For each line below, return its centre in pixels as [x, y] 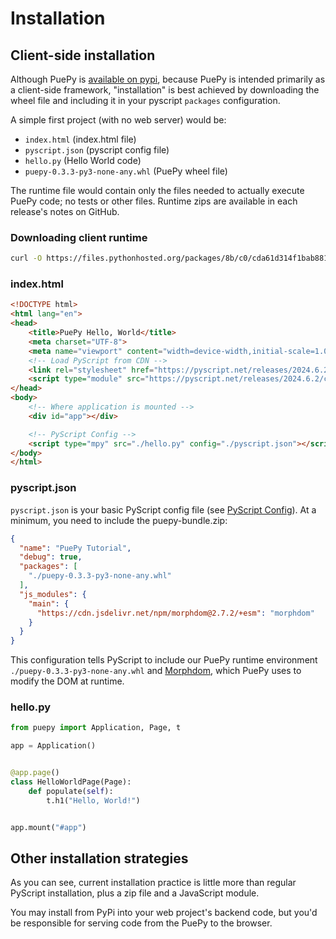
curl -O [26, 258]
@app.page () [35, 773]
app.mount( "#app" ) [48, 827]
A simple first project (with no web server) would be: [118, 120]
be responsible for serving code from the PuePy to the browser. [141, 923]
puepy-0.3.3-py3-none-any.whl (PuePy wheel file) [126, 171]
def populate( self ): [71, 791]
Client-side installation [83, 55]
